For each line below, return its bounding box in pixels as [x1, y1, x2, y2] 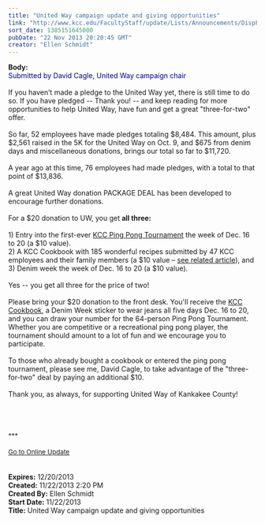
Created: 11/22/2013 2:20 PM [8, 480, 104, 490]
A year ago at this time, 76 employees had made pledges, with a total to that [8, 163, 256, 173]
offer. [8, 113, 26, 122]
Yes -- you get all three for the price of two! [8, 281, 150, 290]
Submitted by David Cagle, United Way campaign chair [8, 71, 187, 80]
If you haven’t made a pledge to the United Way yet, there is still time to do [8, 88, 250, 97]
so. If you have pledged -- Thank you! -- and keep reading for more [8, 96, 228, 106]
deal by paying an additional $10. [36, 372, 144, 383]
